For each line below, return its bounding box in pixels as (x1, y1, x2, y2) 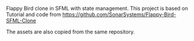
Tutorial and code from (6, 11, 62, 18)
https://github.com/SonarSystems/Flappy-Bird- (62, 11, 176, 18)
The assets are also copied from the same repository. (6, 28, 135, 35)
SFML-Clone (6, 17, 36, 24)
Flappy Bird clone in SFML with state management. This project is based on (6, 5, 189, 12)
